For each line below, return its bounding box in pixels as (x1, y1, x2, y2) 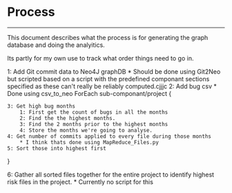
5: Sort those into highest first (7, 145, 107, 152)
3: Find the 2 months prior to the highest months (19, 121, 168, 128)
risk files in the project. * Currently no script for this (7, 177, 154, 186)
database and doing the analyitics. (7, 41, 105, 49)
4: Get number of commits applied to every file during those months (7, 132, 212, 140)
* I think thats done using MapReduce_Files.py (19, 139, 159, 145)
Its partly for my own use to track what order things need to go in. (7, 54, 194, 62)
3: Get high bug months (7, 103, 76, 110)
